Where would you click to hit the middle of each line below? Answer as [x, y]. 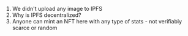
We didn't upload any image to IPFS [57, 9]
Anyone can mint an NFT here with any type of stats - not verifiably [97, 21]
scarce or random [35, 28]
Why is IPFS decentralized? [47, 15]
